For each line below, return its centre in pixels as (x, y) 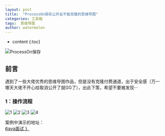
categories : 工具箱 (24, 19)
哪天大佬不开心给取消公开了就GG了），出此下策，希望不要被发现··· (71, 87)
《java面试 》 (17, 129)
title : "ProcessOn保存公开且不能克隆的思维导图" (52, 14)
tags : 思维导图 (20, 23)
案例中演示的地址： (25, 122)
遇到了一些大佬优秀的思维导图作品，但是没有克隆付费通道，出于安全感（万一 (82, 81)
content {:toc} (26, 42)
